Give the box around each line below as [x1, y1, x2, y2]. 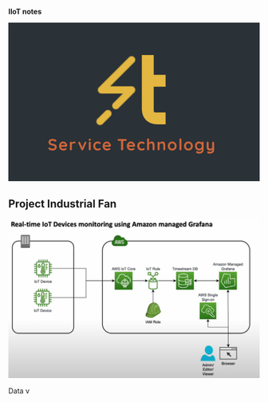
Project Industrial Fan [8, 197, 117, 211]
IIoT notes [8, 7, 42, 16]
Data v [8, 386, 30, 396]
